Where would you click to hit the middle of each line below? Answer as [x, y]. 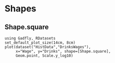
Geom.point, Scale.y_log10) [44, 56]
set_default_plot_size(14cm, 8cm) [40, 43]
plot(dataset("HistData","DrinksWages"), [48, 47]
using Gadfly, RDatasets [30, 38]
